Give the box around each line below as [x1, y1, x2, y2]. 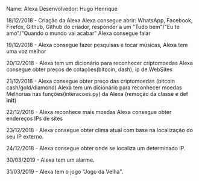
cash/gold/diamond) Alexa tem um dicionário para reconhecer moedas [6, 84, 182, 91]
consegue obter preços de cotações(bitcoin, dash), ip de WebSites [6, 66, 173, 73]
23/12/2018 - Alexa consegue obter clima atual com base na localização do [6, 127, 193, 133]
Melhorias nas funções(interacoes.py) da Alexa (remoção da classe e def [6, 91, 189, 97]
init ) [6, 97, 17, 104]
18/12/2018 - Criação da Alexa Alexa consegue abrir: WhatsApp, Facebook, [6, 17, 193, 24]
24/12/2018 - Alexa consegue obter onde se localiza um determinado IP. [6, 145, 186, 151]
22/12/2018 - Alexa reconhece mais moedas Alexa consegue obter [6, 109, 172, 115]
